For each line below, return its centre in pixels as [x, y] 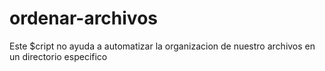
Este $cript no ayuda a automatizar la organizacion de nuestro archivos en [162, 46]
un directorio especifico [58, 56]
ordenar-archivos [83, 18]
